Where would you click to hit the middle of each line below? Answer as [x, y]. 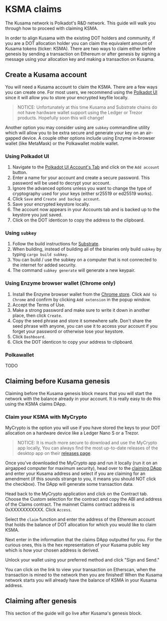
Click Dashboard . [29, 336]
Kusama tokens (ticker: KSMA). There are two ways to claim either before [81, 48]
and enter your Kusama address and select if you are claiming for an [75, 474]
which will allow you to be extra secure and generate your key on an [75, 133]
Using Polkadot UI [27, 156]
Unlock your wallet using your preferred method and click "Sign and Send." [82, 560]
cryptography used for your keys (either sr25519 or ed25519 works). [83, 194]
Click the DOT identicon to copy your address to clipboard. [73, 342]
